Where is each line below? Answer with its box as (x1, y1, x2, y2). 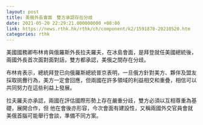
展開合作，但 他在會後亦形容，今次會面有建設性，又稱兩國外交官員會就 (16, 104, 193, 112)
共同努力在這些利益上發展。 (6, 84, 76, 91)
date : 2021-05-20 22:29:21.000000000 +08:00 (6, 20, 120, 26)
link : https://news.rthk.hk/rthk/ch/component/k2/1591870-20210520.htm (6, 25, 190, 32)
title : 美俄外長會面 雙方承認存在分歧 (6, 14, 93, 21)
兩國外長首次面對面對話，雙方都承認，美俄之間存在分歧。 (6, 56, 149, 63)
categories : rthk (6, 31, 50, 37)
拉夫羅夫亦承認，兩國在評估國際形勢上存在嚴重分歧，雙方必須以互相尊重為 (6, 97, 192, 104)
